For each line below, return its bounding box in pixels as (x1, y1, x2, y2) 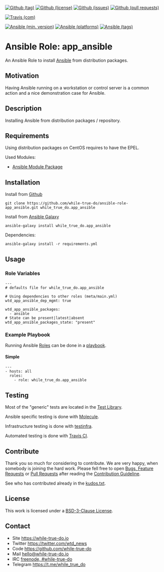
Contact (5, 522, 30, 531)
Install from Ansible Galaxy (5, 214, 59, 220)
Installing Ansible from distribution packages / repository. (5, 117, 121, 123)
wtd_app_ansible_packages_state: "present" (5, 320, 96, 325)
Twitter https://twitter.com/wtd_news (12, 540, 87, 546)
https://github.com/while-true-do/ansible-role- (27, 201, 129, 206)
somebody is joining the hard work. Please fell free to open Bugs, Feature (5, 465, 154, 471)
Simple (5, 353, 20, 360)
